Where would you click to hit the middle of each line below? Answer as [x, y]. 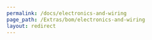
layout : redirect [31, 26]
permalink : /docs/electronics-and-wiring [67, 13]
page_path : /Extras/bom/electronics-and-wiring [76, 20]
